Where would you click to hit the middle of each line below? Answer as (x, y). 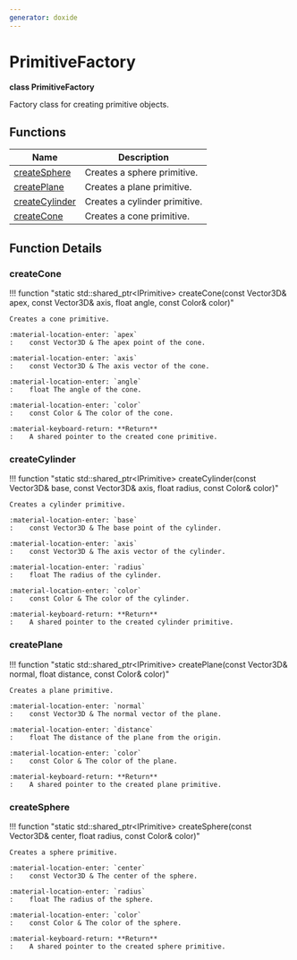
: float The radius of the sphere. (81, 899)
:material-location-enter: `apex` (74, 335)
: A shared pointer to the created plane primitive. (115, 784)
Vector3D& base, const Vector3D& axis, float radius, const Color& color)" (144, 489)
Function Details (56, 248)
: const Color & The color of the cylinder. (100, 599)
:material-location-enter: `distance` (81, 730)
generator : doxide (43, 17)
